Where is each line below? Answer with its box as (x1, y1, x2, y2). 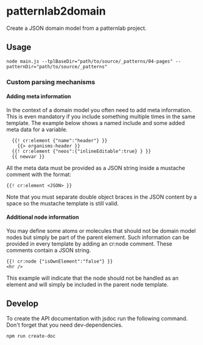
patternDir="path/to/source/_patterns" (6, 63, 108, 69)
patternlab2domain (6, 4, 106, 18)
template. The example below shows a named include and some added (6, 119, 185, 126)
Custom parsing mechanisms (6, 77, 96, 86)
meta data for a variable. (6, 126, 68, 133)
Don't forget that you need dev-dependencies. (6, 321, 123, 329)
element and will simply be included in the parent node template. (6, 281, 169, 288)
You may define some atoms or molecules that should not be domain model (6, 227, 196, 235)
